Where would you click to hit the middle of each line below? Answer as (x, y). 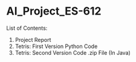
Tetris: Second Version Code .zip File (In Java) (73, 52)
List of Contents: (27, 28)
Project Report (33, 40)
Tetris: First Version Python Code (56, 46)
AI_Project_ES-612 (54, 11)
